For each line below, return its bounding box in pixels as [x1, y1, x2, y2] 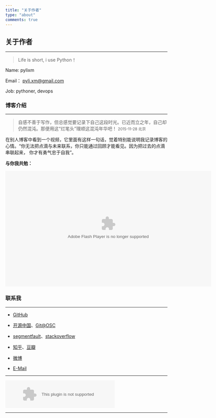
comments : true [5, 17, 38, 22]
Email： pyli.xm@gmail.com [5, 78, 64, 84]
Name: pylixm [5, 67, 34, 74]
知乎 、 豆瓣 [12, 344, 36, 350]
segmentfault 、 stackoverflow [12, 333, 76, 339]
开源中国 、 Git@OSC [12, 322, 56, 328]
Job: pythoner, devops [5, 88, 53, 94]
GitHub [12, 312, 28, 318]
